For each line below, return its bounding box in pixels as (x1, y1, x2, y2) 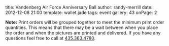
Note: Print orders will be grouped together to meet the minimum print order (5, 19, 164, 25)
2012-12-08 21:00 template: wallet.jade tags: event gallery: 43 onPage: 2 (5, 9, 157, 15)
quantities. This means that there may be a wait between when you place (5, 24, 158, 30)
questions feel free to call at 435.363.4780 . (5, 35, 96, 41)
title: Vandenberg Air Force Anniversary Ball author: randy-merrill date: (5, 4, 153, 10)
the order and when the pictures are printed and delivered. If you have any (5, 30, 161, 35)
